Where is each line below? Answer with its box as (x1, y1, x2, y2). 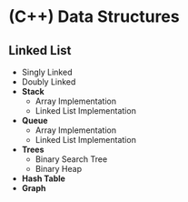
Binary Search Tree (35, 154, 108, 165)
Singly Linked (21, 66, 73, 77)
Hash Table (21, 173, 65, 184)
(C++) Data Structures (8, 6, 180, 27)
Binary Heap (35, 164, 83, 174)
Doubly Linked (21, 76, 76, 87)
